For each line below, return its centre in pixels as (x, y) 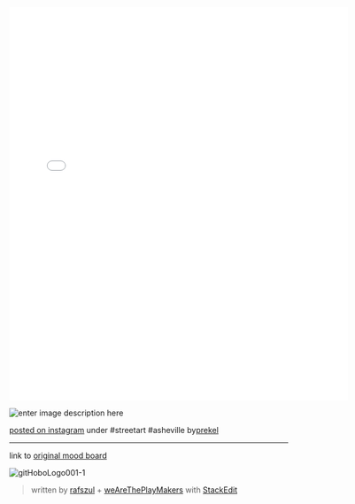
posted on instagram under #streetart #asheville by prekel (114, 430)
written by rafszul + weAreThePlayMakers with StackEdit (134, 490)
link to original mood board (58, 455)
